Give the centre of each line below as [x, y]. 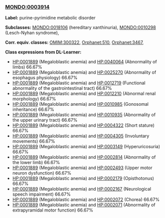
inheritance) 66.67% [33, 109]
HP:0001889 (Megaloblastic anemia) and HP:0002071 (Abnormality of [84, 205]
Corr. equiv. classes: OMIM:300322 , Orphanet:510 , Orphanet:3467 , [75, 42]
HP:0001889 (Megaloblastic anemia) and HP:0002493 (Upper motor [82, 168]
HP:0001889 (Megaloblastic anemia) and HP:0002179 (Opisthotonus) [83, 179]
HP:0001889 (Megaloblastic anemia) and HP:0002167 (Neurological [82, 189]
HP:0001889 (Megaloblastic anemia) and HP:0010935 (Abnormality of [84, 115]
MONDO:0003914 [27, 7]
